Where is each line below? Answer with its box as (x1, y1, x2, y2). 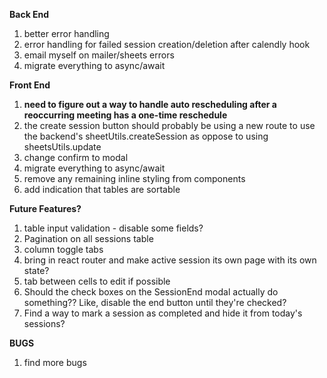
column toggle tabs (23, 244, 104, 255)
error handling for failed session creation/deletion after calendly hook (23, 39, 311, 50)
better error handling (23, 28, 110, 39)
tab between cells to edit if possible (23, 275, 171, 287)
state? (23, 265, 50, 276)
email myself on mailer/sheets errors (23, 49, 175, 61)
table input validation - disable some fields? (23, 222, 204, 234)
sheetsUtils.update (23, 141, 102, 153)
